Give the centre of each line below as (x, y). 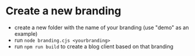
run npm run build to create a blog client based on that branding (94, 46)
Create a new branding (63, 11)
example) (26, 33)
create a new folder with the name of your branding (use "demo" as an (102, 27)
